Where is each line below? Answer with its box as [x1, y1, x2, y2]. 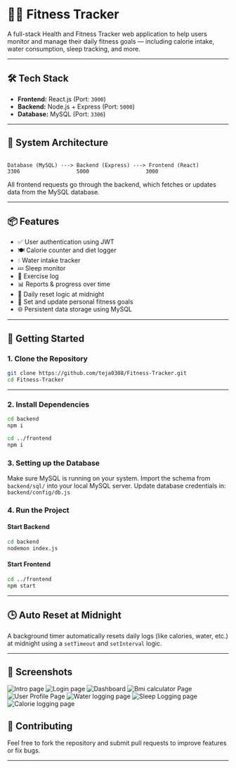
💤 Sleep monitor [17, 264, 66, 273]
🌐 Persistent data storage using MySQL [17, 305, 132, 314]
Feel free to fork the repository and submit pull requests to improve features [7, 739, 227, 748]
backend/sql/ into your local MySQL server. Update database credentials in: [7, 481, 226, 490]
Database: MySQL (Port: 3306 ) [17, 109, 106, 118]
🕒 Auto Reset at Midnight [7, 609, 122, 621]
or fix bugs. [7, 746, 41, 755]
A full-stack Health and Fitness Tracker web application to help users [7, 30, 207, 38]
